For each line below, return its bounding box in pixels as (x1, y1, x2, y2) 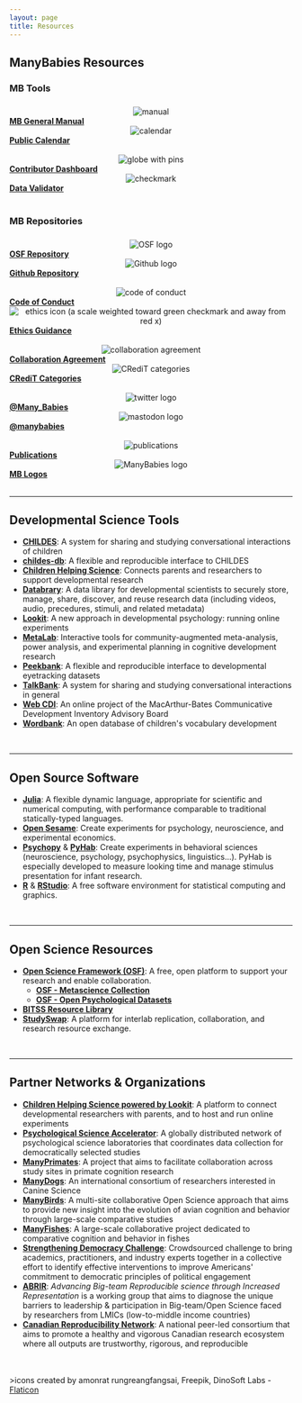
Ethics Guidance (9, 325, 72, 336)
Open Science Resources (9, 942, 154, 957)
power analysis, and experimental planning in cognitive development (22, 641, 277, 653)
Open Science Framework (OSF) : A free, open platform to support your (22, 965, 288, 977)
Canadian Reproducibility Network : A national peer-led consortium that (22, 1318, 290, 1329)
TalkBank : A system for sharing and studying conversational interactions (22, 680, 292, 691)
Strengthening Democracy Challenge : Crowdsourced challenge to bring (22, 1242, 293, 1253)
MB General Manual (9, 115, 84, 126)
